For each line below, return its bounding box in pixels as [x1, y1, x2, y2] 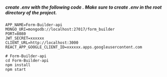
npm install [5, 62, 31, 67]
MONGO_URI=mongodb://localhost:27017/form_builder [5, 27, 115, 32]
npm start [5, 67, 26, 72]
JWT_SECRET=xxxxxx [5, 36, 44, 41]
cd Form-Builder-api [5, 58, 49, 63]
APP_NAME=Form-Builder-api [5, 22, 63, 28]
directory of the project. [5, 9, 57, 15]
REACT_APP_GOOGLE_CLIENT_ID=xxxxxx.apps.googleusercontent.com [5, 44, 143, 49]
